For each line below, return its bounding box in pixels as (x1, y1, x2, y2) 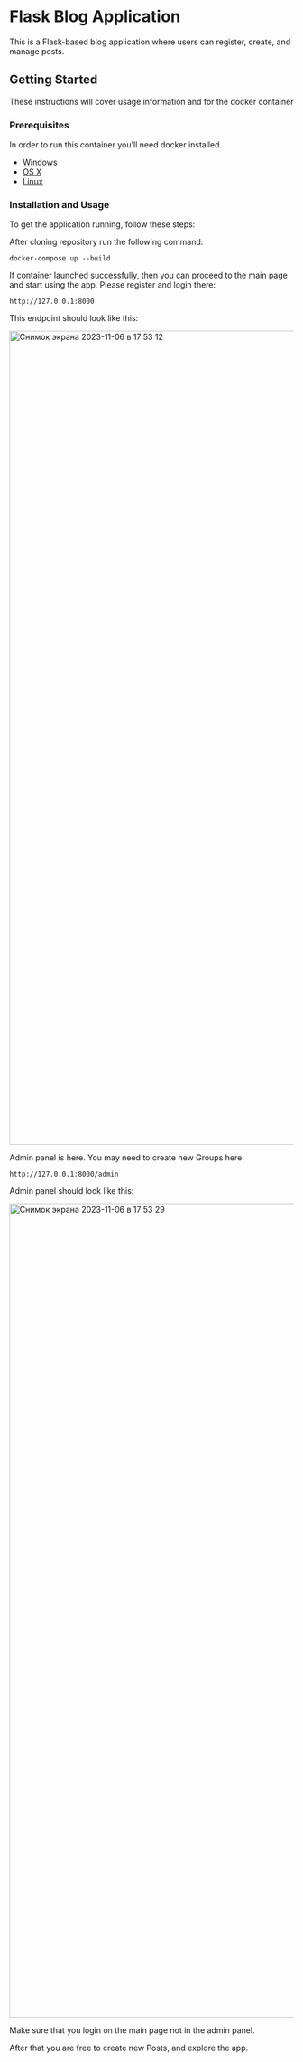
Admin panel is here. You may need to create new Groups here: (9, 1152, 245, 1163)
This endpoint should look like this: (9, 313, 139, 324)
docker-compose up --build (9, 254, 111, 263)
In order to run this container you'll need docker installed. (9, 139, 223, 150)
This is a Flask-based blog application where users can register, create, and (9, 36, 291, 47)
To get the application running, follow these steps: (9, 219, 196, 230)
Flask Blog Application (9, 6, 181, 27)
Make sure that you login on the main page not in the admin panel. (9, 2025, 255, 2036)
